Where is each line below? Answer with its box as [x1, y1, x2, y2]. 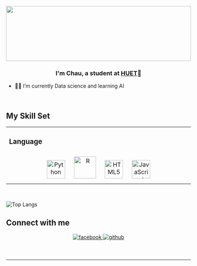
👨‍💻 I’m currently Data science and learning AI [14, 82, 124, 90]
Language [9, 137, 43, 146]
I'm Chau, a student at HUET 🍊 [55, 69, 142, 77]
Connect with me [6, 218, 70, 228]
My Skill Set [6, 111, 50, 121]
